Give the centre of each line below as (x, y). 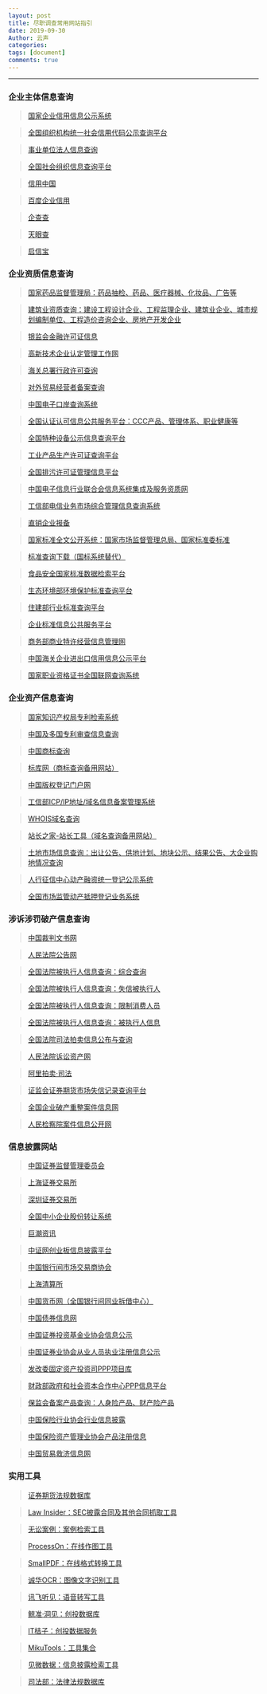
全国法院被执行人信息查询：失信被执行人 (94, 988)
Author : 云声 (29, 38)
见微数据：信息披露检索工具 (73, 1665)
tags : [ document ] (37, 53)
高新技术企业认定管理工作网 (73, 354)
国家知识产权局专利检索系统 (73, 717)
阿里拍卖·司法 (50, 1074)
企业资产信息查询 (41, 698)
